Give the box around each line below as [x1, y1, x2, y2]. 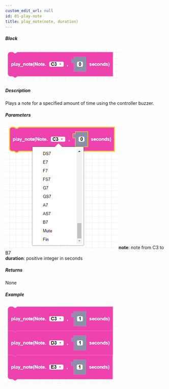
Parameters [5, 112, 31, 118]
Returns [5, 267, 23, 273]
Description [5, 87, 31, 94]
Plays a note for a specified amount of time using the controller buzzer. [5, 100, 154, 106]
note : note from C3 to [118, 245, 164, 251]
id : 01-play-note [5, 13, 42, 19]
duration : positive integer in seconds [5, 255, 83, 261]
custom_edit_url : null [5, 8, 53, 13]
